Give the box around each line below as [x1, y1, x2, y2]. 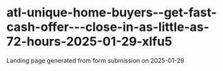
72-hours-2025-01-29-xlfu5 [6, 34, 173, 49]
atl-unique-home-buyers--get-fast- [6, 5, 217, 20]
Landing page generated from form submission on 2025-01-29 [6, 56, 184, 64]
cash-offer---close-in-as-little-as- [6, 19, 209, 35]
